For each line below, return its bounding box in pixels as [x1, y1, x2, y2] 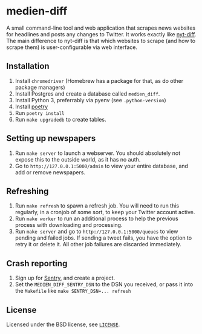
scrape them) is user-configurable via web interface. [6, 44, 138, 51]
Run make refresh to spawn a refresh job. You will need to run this [15, 202, 180, 209]
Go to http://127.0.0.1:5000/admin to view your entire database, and [15, 162, 189, 169]
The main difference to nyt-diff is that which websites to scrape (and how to [6, 37, 195, 44]
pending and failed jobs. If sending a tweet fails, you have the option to [15, 234, 192, 241]
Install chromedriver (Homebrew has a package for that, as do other [15, 77, 184, 84]
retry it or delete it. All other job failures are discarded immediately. [15, 241, 181, 248]
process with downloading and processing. [15, 221, 123, 229]
